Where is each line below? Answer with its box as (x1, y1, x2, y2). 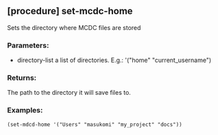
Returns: (7, 73, 37, 82)
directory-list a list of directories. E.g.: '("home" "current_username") (16, 56, 212, 64)
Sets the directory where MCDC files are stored (7, 23, 141, 31)
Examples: (7, 106, 43, 115)
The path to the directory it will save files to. (7, 89, 132, 97)
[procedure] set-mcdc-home (7, 5, 133, 17)
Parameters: (7, 40, 49, 50)
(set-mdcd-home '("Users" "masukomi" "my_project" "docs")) (7, 121, 183, 128)
